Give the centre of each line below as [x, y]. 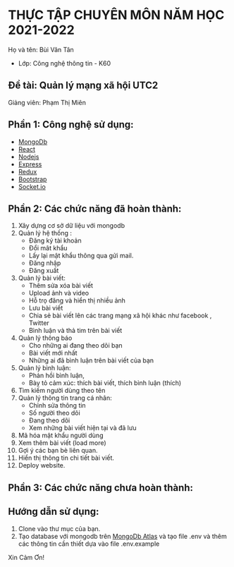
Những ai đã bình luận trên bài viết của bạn [91, 360]
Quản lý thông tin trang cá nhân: [65, 398]
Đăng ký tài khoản [55, 240]
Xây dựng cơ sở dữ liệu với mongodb [72, 226]
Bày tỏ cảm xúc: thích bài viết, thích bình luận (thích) [105, 383]
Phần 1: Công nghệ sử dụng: [71, 124]
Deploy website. [42, 465]
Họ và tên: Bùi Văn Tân [41, 49]
